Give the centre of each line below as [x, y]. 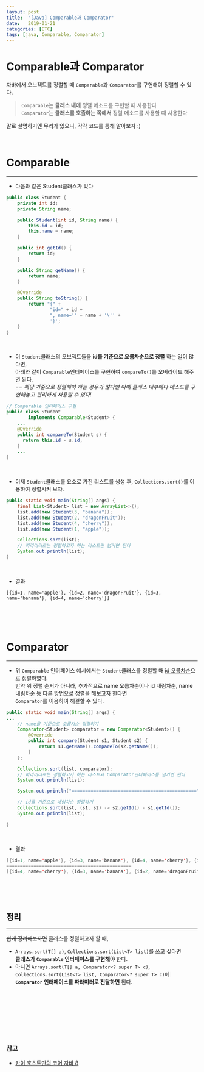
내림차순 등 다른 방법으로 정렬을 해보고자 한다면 [71, 693]
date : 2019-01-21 [31, 23]
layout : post [23, 12]
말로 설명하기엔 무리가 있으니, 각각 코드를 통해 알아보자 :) [73, 126]
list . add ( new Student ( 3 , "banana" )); [65, 512]
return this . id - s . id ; [53, 440]
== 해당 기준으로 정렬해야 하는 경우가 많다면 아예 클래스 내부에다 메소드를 [102, 387]
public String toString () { [53, 298]
